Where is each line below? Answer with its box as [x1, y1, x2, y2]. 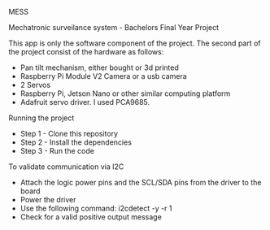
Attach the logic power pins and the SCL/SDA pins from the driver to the [20, 178, 262, 187]
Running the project [8, 113, 75, 123]
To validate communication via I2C [8, 162, 124, 171]
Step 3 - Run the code [20, 146, 95, 155]
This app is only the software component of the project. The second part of [8, 38, 262, 48]
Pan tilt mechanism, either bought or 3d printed [20, 63, 179, 72]
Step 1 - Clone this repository [20, 129, 119, 138]
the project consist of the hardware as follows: [8, 47, 164, 56]
